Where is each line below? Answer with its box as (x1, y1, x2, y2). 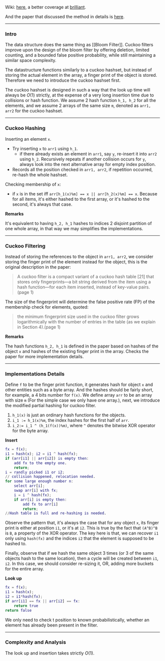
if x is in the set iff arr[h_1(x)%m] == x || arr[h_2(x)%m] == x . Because (12, 190, 158, 196)
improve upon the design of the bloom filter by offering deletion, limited (5, 47, 150, 53)
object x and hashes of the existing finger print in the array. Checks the (5, 348, 149, 354)
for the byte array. (12, 428, 49, 434)
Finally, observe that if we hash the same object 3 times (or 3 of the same (5, 550, 154, 556)
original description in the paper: (5, 264, 71, 270)
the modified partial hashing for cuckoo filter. (5, 403, 96, 409)
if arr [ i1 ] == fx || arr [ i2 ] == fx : (5, 598, 80, 603)
